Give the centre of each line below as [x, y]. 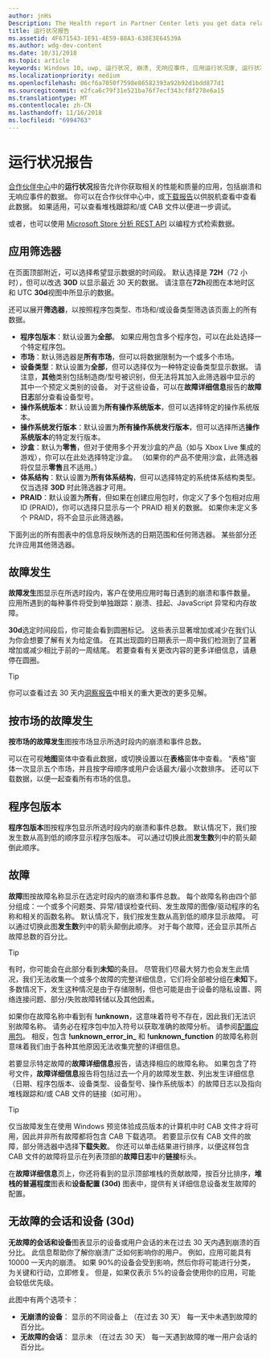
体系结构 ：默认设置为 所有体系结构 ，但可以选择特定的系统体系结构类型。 [139, 477]
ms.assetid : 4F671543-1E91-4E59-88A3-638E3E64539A [95, 38]
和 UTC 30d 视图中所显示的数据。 [63, 292]
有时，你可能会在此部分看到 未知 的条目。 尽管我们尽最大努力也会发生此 [125, 968]
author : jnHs [30, 16]
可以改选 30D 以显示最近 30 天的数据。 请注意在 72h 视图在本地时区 [144, 282]
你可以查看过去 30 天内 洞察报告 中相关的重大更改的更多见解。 [110, 693]
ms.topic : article [39, 61]
